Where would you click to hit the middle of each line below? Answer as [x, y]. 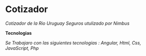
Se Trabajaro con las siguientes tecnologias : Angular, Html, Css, [73, 43]
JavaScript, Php [22, 48]
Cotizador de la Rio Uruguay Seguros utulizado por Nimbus [67, 23]
